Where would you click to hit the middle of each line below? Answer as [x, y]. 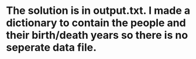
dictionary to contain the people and [96, 23]
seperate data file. [51, 48]
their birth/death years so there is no [97, 35]
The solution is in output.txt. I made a [98, 11]
